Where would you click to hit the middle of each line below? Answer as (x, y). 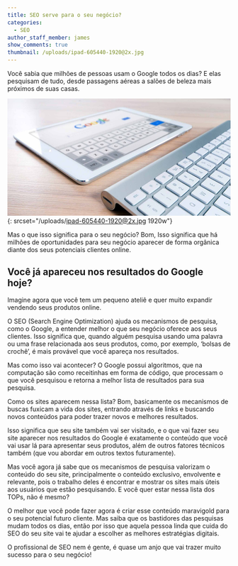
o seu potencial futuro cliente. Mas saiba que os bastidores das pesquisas (115, 518)
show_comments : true (38, 45)
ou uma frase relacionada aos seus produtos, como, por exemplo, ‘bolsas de (119, 344)
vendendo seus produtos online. (55, 308)
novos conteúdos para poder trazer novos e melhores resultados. (103, 417)
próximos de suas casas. (44, 88)
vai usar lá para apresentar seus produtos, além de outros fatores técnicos (116, 446)
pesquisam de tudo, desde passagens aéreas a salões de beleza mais (109, 81)
